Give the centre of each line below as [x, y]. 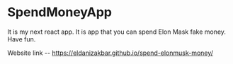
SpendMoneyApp [59, 12]
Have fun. [22, 39]
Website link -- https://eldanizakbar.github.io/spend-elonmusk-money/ [110, 53]
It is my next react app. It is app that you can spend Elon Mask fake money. [117, 32]
